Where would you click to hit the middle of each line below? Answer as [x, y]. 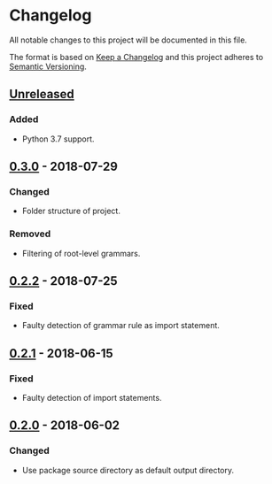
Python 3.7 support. [58, 139]
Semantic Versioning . [48, 66]
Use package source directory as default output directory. [128, 470]
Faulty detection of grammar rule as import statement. [120, 326]
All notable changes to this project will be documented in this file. [128, 40]
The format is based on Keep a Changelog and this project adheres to [136, 57]
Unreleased [42, 94]
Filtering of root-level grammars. [81, 253]
